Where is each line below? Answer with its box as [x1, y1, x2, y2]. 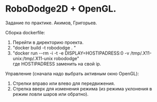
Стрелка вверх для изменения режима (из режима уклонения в [12, 85, 152, 91]
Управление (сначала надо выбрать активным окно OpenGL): [5, 70, 139, 76]
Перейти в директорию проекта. [12, 39, 84, 45]
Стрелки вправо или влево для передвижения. [12, 80, 115, 86]
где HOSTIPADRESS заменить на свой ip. [12, 61, 102, 67]
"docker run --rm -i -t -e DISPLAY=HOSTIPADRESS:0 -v [12, 50, 130, 56]
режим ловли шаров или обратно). [12, 91, 89, 97]
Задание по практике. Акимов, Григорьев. [5, 20, 98, 26]
